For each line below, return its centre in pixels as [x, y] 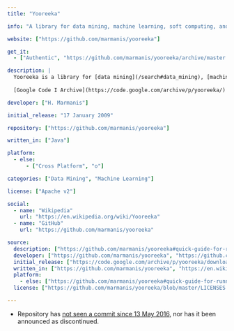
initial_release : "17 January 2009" [60, 115]
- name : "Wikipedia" [43, 210]
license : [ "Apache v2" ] [42, 191]
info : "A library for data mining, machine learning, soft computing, [112, 26]
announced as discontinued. [58, 321]
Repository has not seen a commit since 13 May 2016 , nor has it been [117, 314]
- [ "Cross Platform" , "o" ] [65, 166]
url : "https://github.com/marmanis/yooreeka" [87, 230]
